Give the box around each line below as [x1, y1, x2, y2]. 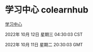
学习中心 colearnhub [5, 4, 89, 15]
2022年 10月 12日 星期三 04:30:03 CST [5, 31, 83, 37]
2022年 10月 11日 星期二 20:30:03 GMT [5, 41, 83, 47]
